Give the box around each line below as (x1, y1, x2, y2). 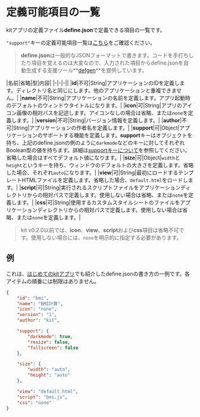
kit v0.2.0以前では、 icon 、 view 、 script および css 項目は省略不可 (20, 226, 179, 234)
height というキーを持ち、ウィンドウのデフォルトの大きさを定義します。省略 (6, 161, 194, 168)
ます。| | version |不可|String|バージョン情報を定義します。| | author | (16, 116, 182, 124)
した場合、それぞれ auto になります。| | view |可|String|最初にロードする (6, 168, 179, 176)
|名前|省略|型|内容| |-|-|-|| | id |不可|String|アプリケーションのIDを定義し (6, 79, 180, 87)
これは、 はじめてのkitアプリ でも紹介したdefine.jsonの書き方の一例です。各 (6, 270, 190, 277)
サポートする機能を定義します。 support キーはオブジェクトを (42, 131, 193, 139)
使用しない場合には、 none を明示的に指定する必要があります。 (30, 234, 182, 241)
